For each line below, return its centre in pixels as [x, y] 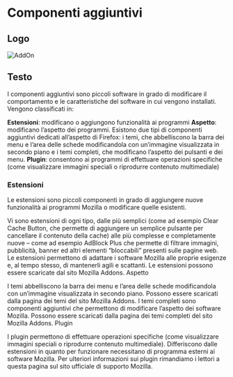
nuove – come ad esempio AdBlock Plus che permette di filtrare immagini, [113, 243]
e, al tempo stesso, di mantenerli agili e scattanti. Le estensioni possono [110, 266]
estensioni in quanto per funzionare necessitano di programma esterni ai [111, 352]
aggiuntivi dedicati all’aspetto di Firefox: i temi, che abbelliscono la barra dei [116, 137]
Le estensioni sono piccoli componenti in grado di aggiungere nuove [105, 200]
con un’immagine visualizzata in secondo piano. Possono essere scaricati [113, 293]
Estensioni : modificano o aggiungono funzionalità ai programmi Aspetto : [112, 122]
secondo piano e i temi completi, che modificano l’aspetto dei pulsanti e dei [115, 152]
